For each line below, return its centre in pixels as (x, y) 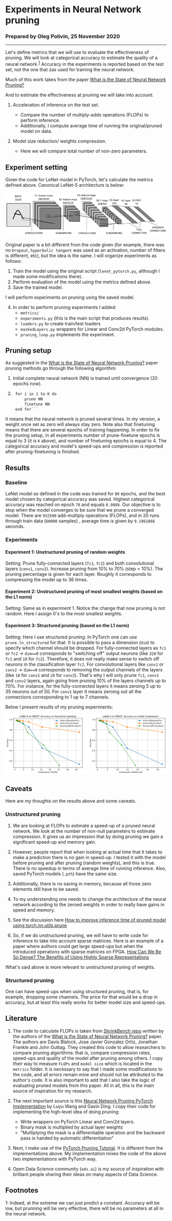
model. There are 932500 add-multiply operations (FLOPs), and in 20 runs (82, 515)
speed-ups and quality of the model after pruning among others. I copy (88, 1058)
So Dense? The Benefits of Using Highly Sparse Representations (81, 957)
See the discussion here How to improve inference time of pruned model (89, 920)
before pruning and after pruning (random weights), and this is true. (84, 863)
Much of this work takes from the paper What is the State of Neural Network (86, 80)
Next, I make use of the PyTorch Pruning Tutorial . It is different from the (88, 1148)
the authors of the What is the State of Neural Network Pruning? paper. (88, 1036)
